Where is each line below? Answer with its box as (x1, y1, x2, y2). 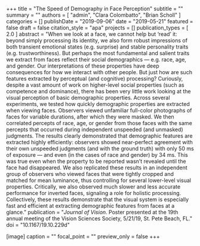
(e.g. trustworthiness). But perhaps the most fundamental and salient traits (6, 50, 190, 56)
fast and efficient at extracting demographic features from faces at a (6, 202, 175, 209)
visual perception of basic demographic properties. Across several (6, 94, 170, 101)
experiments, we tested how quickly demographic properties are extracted (6, 101, 190, 107)
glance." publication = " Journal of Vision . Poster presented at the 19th (6, 209, 179, 215)
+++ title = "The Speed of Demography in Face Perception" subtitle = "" (6, 5, 183, 12)
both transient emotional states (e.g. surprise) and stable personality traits (6, 43, 189, 50)
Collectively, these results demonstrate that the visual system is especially (6, 196, 189, 203)
